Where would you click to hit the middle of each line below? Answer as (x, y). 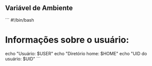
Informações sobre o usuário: (67, 40)
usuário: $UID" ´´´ (23, 59)
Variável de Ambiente (39, 8)
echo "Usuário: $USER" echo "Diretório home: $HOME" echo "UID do (76, 53)
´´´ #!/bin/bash (20, 20)
